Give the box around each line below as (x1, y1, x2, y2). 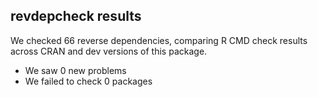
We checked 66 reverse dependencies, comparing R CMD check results (10, 34, 308, 46)
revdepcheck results (10, 8, 142, 25)
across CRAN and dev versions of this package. (10, 45, 208, 57)
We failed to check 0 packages (24, 75, 153, 87)
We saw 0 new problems (24, 64, 127, 76)
